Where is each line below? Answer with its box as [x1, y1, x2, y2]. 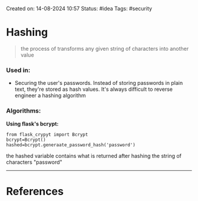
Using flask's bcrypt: [6, 120, 59, 127]
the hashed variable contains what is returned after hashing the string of [6, 152, 181, 159]
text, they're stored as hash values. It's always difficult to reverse [14, 85, 173, 93]
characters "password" [6, 159, 63, 166]
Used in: [6, 66, 31, 74]
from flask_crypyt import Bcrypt [6, 131, 88, 137]
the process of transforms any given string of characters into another [20, 45, 189, 52]
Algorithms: [6, 107, 41, 115]
